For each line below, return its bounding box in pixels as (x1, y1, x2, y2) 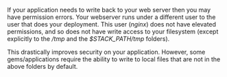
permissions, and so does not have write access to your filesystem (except (7, 27, 219, 35)
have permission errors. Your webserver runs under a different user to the (7, 13, 216, 21)
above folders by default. (7, 63, 78, 70)
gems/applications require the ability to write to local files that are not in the (7, 55, 221, 63)
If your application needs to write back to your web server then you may (7, 6, 211, 14)
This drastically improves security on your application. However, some (7, 48, 206, 56)
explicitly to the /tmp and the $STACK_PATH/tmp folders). (7, 35, 170, 43)
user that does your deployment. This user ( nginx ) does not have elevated (7, 20, 217, 28)
